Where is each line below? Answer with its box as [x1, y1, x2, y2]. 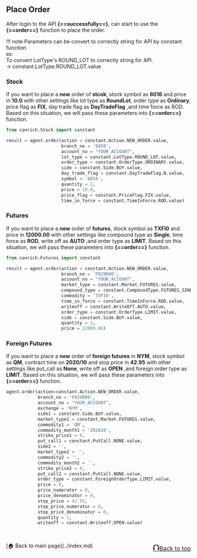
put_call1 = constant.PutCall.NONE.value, [37, 438, 143, 444]
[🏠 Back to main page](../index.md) [6, 542, 93, 549]
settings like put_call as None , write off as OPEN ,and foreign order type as [6, 365, 187, 372]
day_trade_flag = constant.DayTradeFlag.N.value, [61, 170, 185, 177]
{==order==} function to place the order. [6, 26, 106, 33]
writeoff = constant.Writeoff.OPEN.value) [37, 520, 143, 526]
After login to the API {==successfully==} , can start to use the [6, 20, 158, 27]
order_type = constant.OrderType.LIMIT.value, [61, 309, 177, 315]
